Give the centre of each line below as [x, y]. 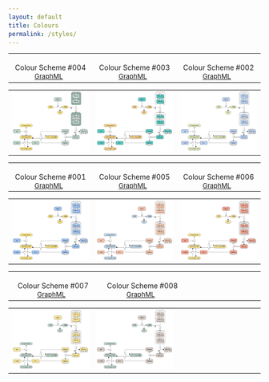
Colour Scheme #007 [53, 286]
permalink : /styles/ [43, 34]
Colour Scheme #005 [134, 177]
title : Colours [34, 25]
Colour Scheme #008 [143, 286]
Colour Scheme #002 [219, 67]
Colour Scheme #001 [50, 177]
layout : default [35, 17]
